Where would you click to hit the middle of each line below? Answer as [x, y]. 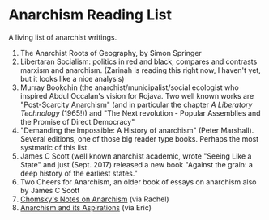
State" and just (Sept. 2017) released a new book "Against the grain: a [137, 164]
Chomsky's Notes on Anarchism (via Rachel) [94, 199]
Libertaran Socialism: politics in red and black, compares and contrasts [139, 61]
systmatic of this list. [54, 147]
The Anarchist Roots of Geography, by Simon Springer [111, 53]
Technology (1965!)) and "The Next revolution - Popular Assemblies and [140, 113]
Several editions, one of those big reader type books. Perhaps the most [139, 138]
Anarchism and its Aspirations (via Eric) [86, 207]
